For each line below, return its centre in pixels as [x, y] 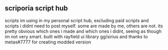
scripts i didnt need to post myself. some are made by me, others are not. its [84, 26]
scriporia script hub [36, 8]
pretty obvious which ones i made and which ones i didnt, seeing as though [83, 31]
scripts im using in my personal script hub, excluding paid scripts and [77, 20]
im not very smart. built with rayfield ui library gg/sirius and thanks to [76, 36]
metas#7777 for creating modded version [48, 42]
